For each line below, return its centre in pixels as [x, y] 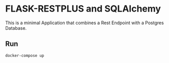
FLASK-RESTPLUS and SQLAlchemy [83, 9]
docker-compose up [25, 55]
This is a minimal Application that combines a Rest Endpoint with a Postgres [84, 23]
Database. [16, 28]
